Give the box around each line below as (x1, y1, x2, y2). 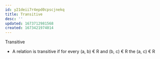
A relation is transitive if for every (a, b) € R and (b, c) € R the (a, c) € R (12, 49, 156, 55)
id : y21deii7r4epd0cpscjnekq (5, 7, 65, 12)
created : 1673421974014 (5, 26, 54, 30)
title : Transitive (5, 12, 43, 17)
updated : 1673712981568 (5, 21, 54, 26)
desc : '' (5, 16, 23, 21)
